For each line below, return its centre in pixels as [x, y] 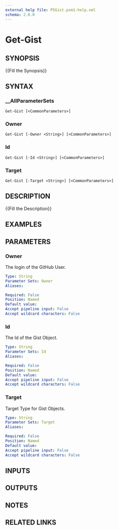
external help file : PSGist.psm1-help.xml [50, 10]
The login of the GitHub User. [36, 267]
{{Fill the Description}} [28, 209]
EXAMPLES [23, 225]
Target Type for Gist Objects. [35, 409]
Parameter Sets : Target [30, 422]
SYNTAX [19, 86]
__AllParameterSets [30, 101]
